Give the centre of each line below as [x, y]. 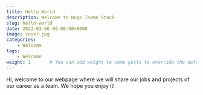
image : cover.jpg [28, 34]
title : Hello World [31, 12]
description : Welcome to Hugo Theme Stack [60, 17]
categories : [21, 40]
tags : [13, 51]
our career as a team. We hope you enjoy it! [60, 85]
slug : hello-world [29, 23]
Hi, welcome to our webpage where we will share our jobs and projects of [98, 79]
